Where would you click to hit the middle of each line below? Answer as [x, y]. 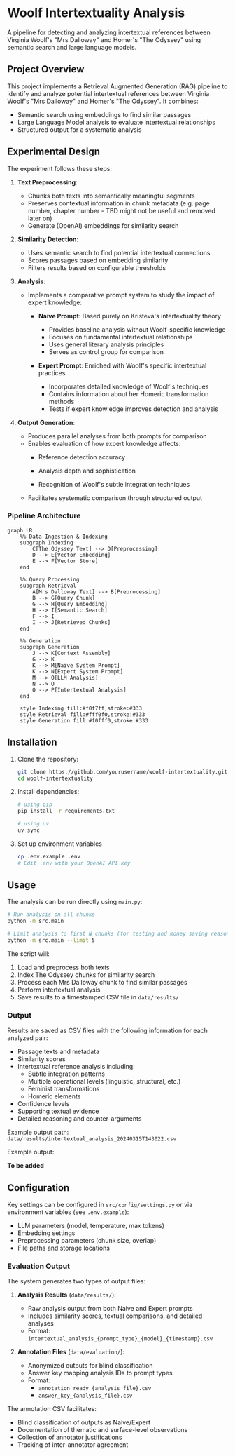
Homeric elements [54, 1096]
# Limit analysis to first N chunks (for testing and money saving [108, 934]
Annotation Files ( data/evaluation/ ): [71, 1352]
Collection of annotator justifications [70, 1437]
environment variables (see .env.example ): [68, 1212]
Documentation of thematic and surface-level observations [102, 1430]
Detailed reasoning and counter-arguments [79, 1119]
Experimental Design [54, 152]
